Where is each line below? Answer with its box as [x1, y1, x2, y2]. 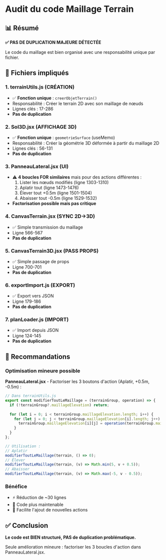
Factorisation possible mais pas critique [12, 200, 96, 206]
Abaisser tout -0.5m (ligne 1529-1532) [19, 195, 97, 201]
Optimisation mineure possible [5, 367, 81, 374]
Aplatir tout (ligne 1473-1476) [19, 185, 79, 191]
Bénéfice [5, 483, 27, 490]
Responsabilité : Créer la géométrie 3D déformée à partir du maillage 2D [12, 140, 160, 146]
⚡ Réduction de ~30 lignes [12, 495, 67, 501]
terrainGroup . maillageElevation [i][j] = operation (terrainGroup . [18, 421, 156, 426]
